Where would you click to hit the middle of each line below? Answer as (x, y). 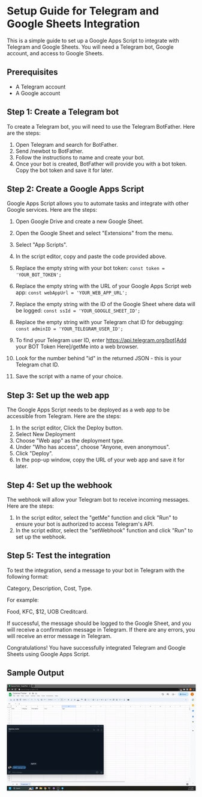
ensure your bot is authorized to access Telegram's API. (85, 524)
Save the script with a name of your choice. (69, 377)
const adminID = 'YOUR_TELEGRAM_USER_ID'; (69, 329)
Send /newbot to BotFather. (49, 151)
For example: (23, 600)
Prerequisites (32, 72)
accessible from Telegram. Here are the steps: (64, 416)
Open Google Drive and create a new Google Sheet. (79, 221)
